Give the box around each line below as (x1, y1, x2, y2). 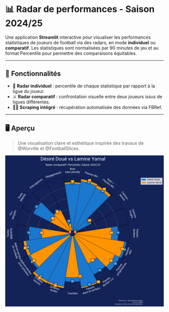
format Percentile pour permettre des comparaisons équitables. (5, 50, 137, 56)
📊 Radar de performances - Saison (5, 4, 155, 15)
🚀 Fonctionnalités (5, 69, 61, 78)
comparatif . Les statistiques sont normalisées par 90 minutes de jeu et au (5, 45, 159, 51)
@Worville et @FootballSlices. (17, 145, 80, 151)
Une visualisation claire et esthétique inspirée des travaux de (17, 140, 144, 146)
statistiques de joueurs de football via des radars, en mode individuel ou (5, 39, 156, 45)
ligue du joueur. (12, 88, 45, 94)
